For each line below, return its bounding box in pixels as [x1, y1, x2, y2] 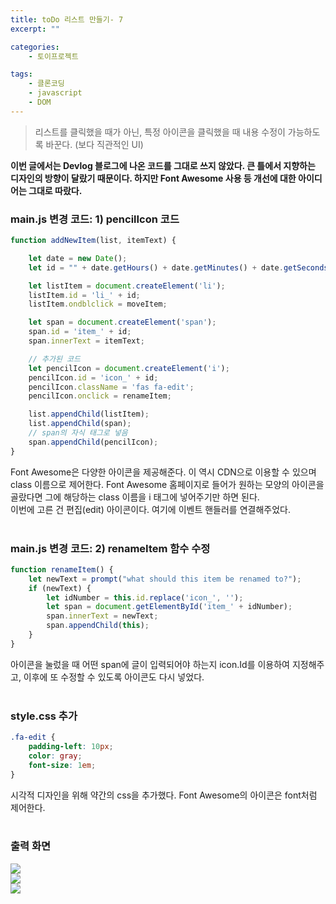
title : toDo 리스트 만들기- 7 [10, 14, 124, 25]
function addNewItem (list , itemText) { [10, 236, 177, 246]
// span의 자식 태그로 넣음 [28, 428, 128, 438]
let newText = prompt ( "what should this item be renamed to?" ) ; [28, 574, 302, 584]
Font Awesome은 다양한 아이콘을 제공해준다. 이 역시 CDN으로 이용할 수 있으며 [10, 466, 317, 478]
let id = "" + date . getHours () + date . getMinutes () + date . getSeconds [28, 262, 329, 273]
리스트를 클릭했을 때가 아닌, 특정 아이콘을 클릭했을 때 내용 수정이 [34, 126, 286, 138]
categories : [10, 42, 60, 52]
